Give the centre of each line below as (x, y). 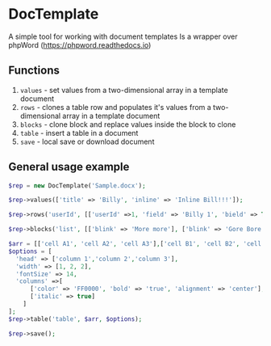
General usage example (69, 167)
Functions (34, 71)
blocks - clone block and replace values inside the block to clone (128, 124)
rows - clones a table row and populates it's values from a (115, 107)
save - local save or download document (87, 141)
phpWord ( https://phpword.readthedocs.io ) (80, 44)
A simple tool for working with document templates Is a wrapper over (123, 36)
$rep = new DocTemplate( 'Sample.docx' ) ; (77, 186)
